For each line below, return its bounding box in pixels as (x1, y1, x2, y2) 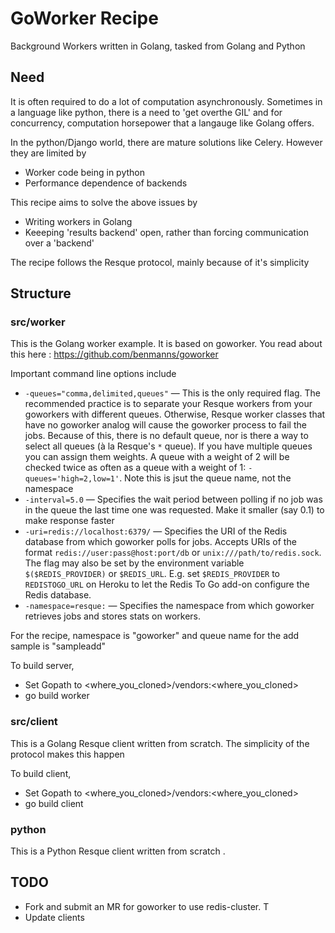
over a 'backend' (24, 237, 95, 249)
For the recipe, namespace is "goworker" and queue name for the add (10, 630, 300, 642)
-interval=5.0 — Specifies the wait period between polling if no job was (24, 493, 323, 506)
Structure (10, 285, 72, 302)
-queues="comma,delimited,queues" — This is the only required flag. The (24, 387, 322, 399)
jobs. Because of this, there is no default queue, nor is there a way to (24, 430, 309, 442)
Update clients (24, 911, 85, 923)
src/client (10, 715, 58, 729)
